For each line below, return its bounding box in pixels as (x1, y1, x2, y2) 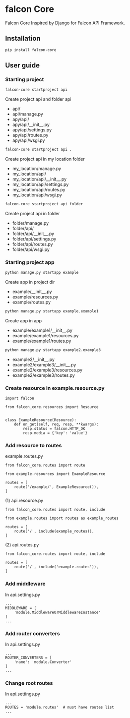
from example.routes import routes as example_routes (5, 516, 119, 521)
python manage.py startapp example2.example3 (5, 347, 101, 353)
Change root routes (5, 679, 53, 686)
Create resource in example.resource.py (5, 384, 105, 391)
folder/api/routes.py (12, 241, 53, 247)
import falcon (5, 396, 35, 401)
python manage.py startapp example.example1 (5, 309, 99, 314)
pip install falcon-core (5, 47, 57, 53)
